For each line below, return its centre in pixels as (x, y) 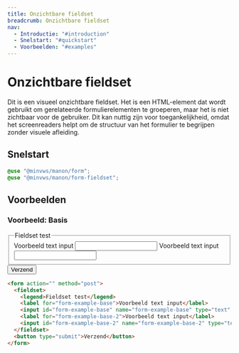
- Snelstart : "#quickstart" (55, 41)
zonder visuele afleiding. (43, 132)
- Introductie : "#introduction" (62, 34)
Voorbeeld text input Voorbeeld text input (116, 246)
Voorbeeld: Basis (38, 220)
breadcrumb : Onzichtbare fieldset (59, 21)
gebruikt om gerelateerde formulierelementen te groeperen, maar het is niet (118, 109)
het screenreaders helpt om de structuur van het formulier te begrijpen (111, 125)
